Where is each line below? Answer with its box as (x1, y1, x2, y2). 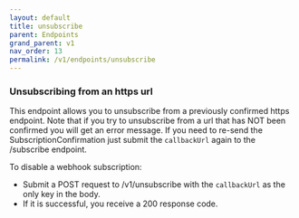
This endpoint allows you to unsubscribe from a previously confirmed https (9, 106, 290, 117)
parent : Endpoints (9, 30, 79, 39)
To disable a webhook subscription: (9, 162, 142, 173)
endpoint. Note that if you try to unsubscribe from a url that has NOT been (9, 115, 286, 127)
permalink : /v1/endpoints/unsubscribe (9, 55, 156, 64)
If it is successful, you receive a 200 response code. (22, 198, 218, 209)
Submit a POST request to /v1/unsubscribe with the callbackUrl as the (22, 179, 285, 190)
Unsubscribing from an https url (9, 85, 153, 98)
